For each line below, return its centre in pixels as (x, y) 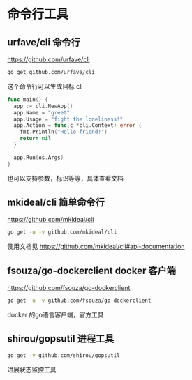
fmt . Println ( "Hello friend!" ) (64, 132)
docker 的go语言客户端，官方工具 (56, 315)
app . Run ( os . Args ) (39, 158)
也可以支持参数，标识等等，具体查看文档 (65, 178)
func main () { (28, 99)
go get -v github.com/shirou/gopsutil (64, 355)
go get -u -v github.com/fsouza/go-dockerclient (79, 301)
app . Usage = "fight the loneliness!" (68, 119)
